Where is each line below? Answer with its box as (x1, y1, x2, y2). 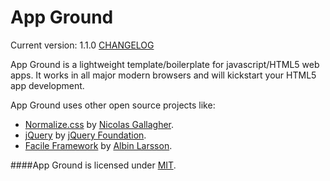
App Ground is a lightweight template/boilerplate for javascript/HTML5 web (10, 58, 320, 70)
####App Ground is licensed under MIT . (10, 159, 177, 171)
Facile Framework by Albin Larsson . (24, 139, 173, 151)
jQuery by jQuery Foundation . (24, 129, 147, 141)
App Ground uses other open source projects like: (10, 99, 216, 111)
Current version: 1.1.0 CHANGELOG (10, 39, 155, 51)
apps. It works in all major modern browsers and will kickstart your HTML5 (10, 69, 317, 81)
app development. (10, 79, 85, 91)
